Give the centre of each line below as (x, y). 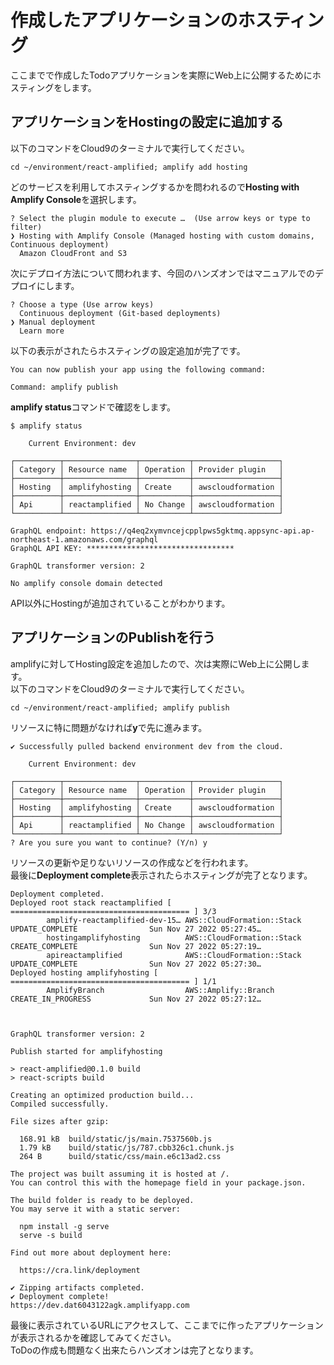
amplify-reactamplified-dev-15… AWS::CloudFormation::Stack (174, 920)
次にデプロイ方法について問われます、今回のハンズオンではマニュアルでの (163, 273)
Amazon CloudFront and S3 (73, 253)
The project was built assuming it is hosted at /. (120, 1174)
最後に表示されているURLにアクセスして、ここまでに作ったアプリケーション (167, 1325)
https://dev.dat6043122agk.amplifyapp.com (100, 1305)
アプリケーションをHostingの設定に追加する (147, 122)
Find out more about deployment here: (91, 1252)
